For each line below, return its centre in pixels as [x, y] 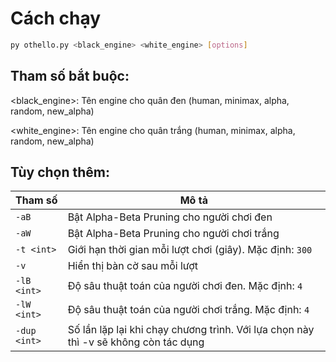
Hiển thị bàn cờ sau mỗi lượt [133, 266]
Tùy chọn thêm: [60, 172]
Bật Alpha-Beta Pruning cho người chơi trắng [173, 234]
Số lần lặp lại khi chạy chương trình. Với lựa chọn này [191, 330]
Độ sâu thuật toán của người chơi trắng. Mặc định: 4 [188, 310]
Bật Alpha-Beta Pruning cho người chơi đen [170, 217]
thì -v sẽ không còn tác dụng [136, 342]
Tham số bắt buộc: [70, 76]
